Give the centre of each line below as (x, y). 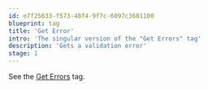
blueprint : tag (34, 23)
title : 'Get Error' (41, 31)
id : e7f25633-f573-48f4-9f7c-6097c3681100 (81, 16)
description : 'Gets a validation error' (78, 46)
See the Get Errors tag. (47, 76)
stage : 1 (23, 53)
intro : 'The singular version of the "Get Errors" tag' (105, 38)
